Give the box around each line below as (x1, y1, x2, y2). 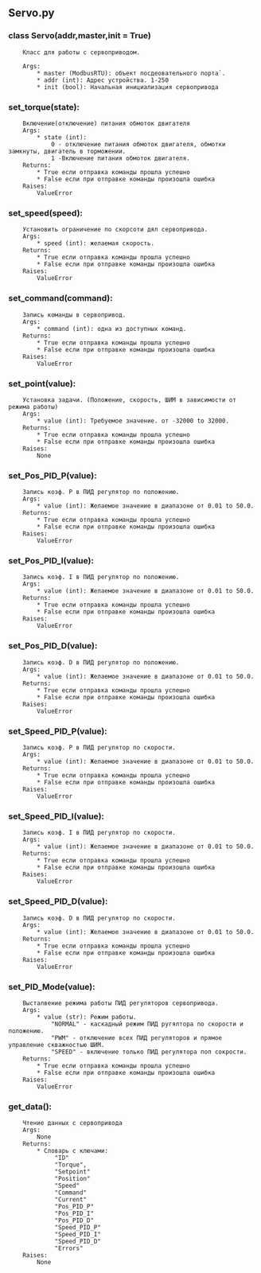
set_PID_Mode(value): (8, 981, 95, 992)
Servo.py (8, 6, 55, 20)
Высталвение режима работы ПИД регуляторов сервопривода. (22, 999, 219, 1007)
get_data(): (8, 1101, 53, 1112)
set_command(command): (8, 293, 113, 304)
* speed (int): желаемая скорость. (37, 239, 155, 247)
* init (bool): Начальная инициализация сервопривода (37, 83, 219, 91)
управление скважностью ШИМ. (8, 1041, 105, 1049)
